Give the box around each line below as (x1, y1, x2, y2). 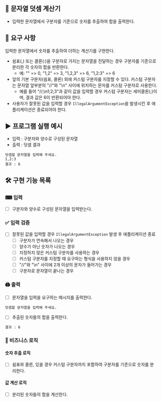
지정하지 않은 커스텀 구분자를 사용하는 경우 (19, 249, 100, 256)
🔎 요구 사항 (5, 34, 36, 42)
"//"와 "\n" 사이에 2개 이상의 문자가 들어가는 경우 (19, 261, 112, 268)
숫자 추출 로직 (5, 350, 30, 355)
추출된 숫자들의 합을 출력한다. (12, 314, 68, 320)
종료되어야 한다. (37, 106, 67, 113)
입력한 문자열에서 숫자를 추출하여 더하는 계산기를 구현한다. (5, 48, 115, 53)
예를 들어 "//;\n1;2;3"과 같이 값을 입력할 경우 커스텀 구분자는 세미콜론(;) (19, 88, 154, 94)
